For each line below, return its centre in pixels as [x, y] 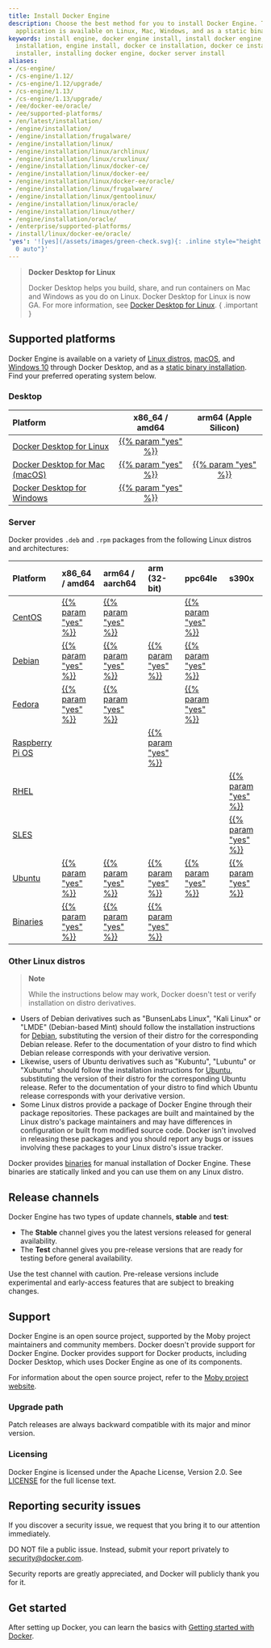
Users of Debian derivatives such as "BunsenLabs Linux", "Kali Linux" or [140, 1019]
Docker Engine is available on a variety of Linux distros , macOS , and [122, 358]
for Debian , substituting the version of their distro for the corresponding [139, 1036]
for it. [17, 1582]
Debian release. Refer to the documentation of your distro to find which [138, 1044]
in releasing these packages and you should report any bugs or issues [137, 1139]
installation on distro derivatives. [82, 1003]
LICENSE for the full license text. [63, 1481]
